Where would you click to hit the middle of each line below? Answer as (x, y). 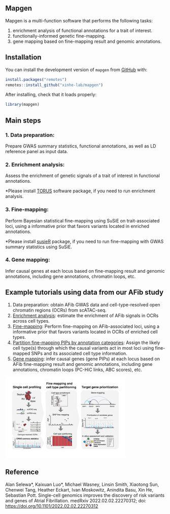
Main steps (23, 120)
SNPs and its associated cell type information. (79, 353)
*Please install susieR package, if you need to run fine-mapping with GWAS (84, 241)
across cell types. (31, 321)
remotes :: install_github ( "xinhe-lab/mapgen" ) (54, 85)
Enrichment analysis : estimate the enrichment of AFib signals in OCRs (86, 316)
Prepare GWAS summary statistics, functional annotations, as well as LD (81, 146)
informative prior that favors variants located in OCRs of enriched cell (85, 332)
